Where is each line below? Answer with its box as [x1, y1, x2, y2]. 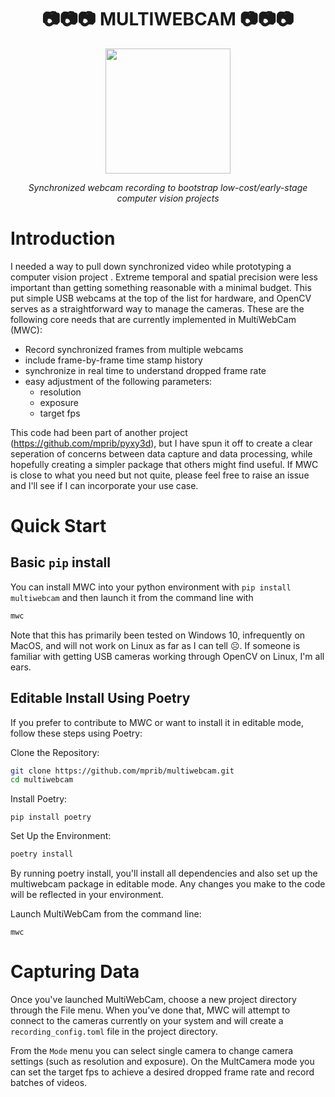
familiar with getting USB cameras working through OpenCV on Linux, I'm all [10, 650, 325, 662]
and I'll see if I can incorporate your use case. [10, 479, 199, 491]
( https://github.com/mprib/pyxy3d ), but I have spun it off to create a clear [10, 437, 313, 449]
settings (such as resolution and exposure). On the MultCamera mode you [10, 1056, 315, 1068]
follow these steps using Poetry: [10, 727, 143, 739]
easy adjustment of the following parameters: [24, 375, 213, 387]
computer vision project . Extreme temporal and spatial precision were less [10, 271, 318, 283]
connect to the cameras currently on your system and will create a [10, 1015, 284, 1027]
